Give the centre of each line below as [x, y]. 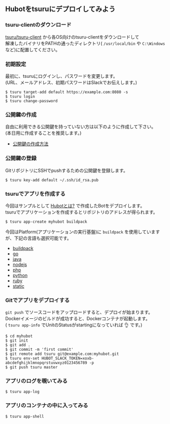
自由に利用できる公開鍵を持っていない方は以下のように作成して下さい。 [81, 127]
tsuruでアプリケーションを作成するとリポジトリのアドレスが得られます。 [81, 212]
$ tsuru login [20, 96]
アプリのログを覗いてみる [36, 381]
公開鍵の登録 [21, 158]
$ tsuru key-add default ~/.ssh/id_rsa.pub [52, 180]
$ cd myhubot [19, 336]
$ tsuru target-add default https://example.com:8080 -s [67, 92]
